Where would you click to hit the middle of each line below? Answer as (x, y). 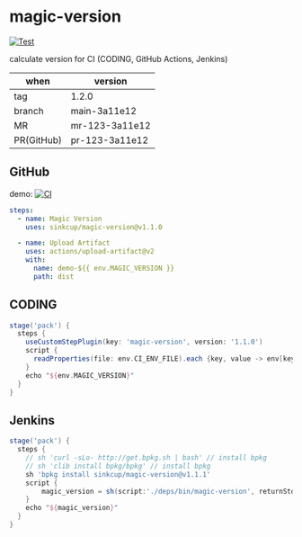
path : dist (53, 276)
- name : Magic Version (60, 219)
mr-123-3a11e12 (111, 125)
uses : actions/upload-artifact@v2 (90, 252)
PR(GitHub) (38, 139)
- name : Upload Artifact (64, 243)
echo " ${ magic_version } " (72, 508)
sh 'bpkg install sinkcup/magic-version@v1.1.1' (118, 474)
